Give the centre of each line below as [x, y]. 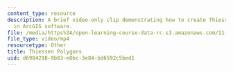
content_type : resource [42, 13]
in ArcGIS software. [43, 26]
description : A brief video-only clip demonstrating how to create [107, 20]
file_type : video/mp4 [38, 39]
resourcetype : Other [37, 45]
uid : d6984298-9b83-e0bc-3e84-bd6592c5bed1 [71, 58]
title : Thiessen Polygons [44, 52]
